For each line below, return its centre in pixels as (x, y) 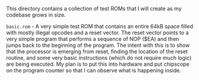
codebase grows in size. (36, 15)
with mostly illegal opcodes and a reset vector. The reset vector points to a (97, 33)
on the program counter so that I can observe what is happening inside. (94, 70)
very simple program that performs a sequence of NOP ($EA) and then (93, 39)
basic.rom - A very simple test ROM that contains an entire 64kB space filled (99, 26)
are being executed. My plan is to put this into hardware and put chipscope (98, 64)
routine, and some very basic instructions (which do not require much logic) (99, 58)
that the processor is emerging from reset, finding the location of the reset (97, 52)
